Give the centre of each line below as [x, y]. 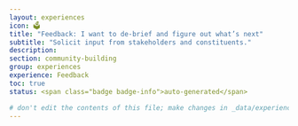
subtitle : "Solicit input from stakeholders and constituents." [130, 42]
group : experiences [45, 67]
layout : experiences [47, 17]
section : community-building [63, 59]
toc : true [27, 83]
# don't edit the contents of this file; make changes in [118, 107]
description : [33, 51]
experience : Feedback [49, 75]
